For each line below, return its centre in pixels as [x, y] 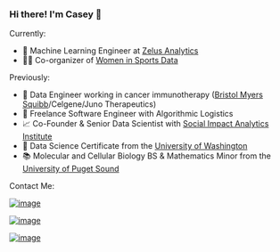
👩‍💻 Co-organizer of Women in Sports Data [100, 61]
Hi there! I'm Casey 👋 [56, 14]
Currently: [28, 34]
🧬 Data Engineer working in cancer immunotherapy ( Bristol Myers [142, 95]
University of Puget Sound [70, 169]
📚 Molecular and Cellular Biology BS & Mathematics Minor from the [147, 156]
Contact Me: [32, 186]
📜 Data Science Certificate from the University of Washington [135, 146]
